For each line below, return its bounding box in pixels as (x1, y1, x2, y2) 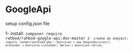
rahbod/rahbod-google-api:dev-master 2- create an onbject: (5, 36, 129, 41)
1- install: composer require (5, 30, 62, 36)
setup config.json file (5, 20, 50, 27)
